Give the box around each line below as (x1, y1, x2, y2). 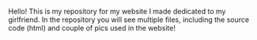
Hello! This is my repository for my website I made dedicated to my (8, 7, 226, 16)
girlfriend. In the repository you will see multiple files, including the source (8, 15, 250, 24)
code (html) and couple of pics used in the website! (8, 24, 176, 32)
